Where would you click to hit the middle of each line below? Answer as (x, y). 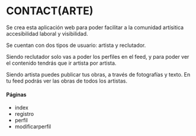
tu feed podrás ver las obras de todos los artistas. (67, 81)
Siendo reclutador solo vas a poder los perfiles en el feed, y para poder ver (98, 56)
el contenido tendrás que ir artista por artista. (61, 63)
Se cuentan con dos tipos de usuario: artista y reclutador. (76, 45)
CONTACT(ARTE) (50, 11)
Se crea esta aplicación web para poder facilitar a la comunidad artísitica (95, 27)
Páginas (16, 94)
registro (24, 114)
